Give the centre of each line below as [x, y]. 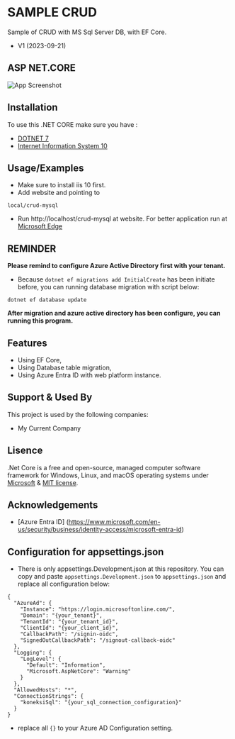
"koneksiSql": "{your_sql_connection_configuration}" [101, 703]
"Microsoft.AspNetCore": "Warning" [79, 672]
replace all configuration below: [64, 584]
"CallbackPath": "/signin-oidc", [69, 634]
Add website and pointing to [59, 193]
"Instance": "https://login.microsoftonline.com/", [98, 610]
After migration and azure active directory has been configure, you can [114, 313]
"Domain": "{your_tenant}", [61, 616]
